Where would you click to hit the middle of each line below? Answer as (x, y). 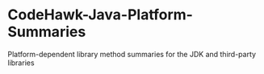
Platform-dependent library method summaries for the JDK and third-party (132, 54)
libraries (21, 63)
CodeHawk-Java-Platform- (100, 15)
